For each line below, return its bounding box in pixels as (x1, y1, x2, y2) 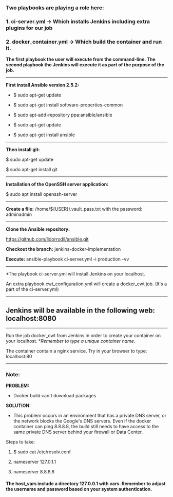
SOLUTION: (6, 402, 31, 409)
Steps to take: (6, 439, 35, 445)
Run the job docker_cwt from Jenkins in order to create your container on (6, 332, 161, 338)
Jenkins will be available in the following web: (6, 306, 156, 315)
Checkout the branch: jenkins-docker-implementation (6, 246, 121, 252)
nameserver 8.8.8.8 (13, 469, 55, 475)
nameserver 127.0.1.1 (13, 459, 56, 465)
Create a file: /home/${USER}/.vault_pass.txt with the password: (6, 206, 143, 212)
